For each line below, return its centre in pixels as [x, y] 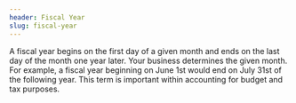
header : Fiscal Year [48, 17]
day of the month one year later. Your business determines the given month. [148, 60]
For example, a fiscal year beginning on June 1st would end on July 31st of [146, 70]
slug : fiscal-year [43, 26]
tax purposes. [35, 89]
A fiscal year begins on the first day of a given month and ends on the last [144, 51]
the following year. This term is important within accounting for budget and [146, 79]
